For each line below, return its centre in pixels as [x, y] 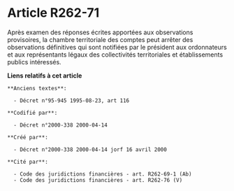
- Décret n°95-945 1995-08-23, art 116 [72, 100]
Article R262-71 [53, 13]
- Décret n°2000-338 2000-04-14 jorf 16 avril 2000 [90, 149]
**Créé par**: [28, 137]
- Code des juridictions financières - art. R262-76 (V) [98, 180]
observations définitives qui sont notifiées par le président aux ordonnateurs [117, 47]
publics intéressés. [34, 62]
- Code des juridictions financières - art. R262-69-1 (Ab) [103, 174]
